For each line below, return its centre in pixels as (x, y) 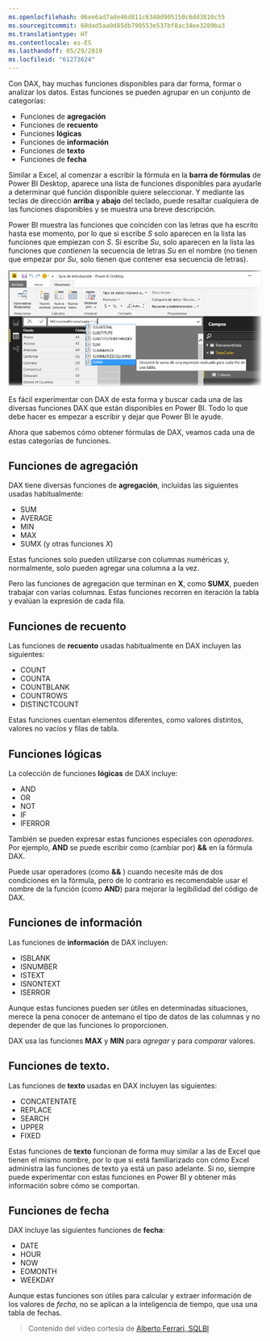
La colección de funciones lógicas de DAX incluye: (93, 773)
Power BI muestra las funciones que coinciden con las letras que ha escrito (133, 225)
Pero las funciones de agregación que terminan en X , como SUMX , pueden (134, 584)
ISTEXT (32, 975)
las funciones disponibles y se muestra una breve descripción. (112, 209)
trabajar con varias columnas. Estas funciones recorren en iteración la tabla (134, 593)
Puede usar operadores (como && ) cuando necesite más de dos (116, 871)
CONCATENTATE (48, 1101)
